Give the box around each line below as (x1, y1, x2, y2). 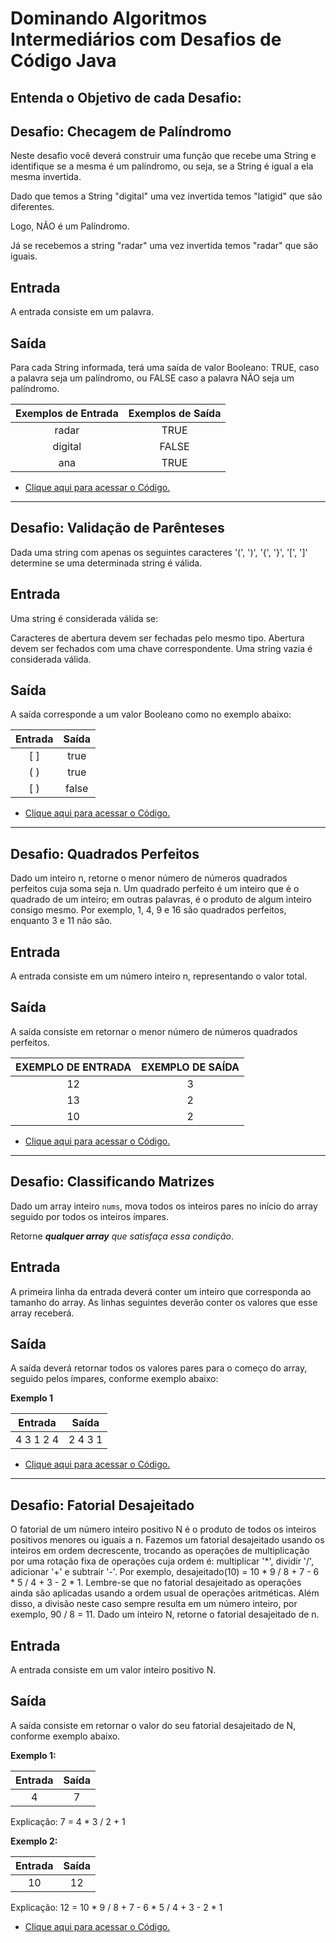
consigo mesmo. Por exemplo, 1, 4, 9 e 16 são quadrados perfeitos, (10, 904, 287, 916)
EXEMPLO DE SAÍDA (141, 1060, 240, 1074)
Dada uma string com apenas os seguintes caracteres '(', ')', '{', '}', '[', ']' (10, 546, 308, 558)
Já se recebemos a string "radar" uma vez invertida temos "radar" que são (10, 240, 319, 252)
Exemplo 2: (10, 1835, 58, 1847)
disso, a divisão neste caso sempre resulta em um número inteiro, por (10, 1598, 298, 1610)
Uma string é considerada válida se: (10, 612, 159, 624)
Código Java (10, 50, 117, 72)
